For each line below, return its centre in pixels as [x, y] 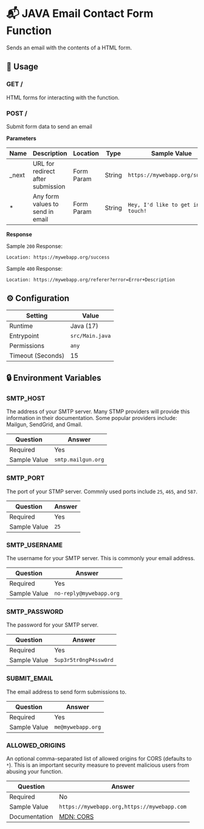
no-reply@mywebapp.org [87, 593]
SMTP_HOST [26, 399]
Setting [37, 315]
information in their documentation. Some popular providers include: [92, 418]
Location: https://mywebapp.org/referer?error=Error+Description [90, 280]
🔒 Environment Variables [54, 378]
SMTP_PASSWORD [35, 611]
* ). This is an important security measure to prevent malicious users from [98, 765]
